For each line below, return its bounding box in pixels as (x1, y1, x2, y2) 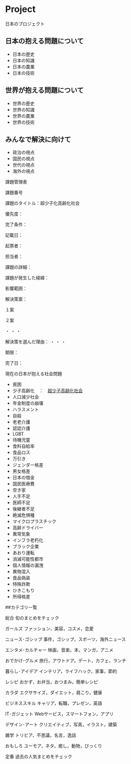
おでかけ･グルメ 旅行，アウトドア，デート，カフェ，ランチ (5, 658, 126, 664)
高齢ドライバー (12, 525, 43, 531)
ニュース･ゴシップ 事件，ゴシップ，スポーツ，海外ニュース (5, 636, 126, 643)
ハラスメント (12, 406, 39, 412)
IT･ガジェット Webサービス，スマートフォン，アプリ (5, 711, 114, 717)
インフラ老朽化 (12, 537, 43, 543)
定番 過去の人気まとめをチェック (5, 753, 72, 759)
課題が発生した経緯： (5, 275, 49, 281)
